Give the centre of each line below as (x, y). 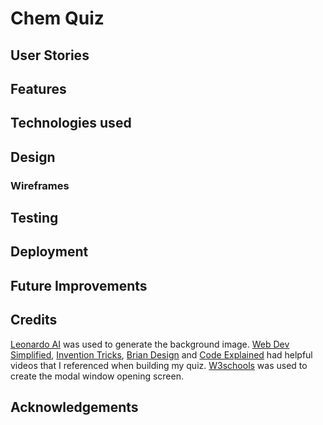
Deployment (49, 252)
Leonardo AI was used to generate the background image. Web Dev (150, 344)
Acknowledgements (74, 407)
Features (38, 88)
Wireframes (40, 185)
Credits (34, 320)
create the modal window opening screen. (97, 376)
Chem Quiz (57, 18)
